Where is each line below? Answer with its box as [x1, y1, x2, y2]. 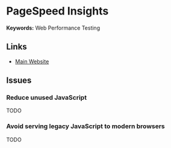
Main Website [14, 57, 49, 65]
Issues [6, 76, 32, 86]
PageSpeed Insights [6, 4, 109, 18]
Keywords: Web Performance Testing [6, 24, 101, 31]
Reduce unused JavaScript [6, 94, 87, 102]
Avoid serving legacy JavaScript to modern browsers [6, 122, 166, 130]
